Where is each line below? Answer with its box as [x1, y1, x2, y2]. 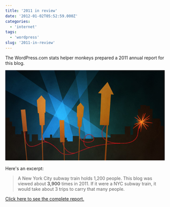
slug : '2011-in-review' [5, 40, 56, 46]
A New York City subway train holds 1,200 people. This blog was [17, 175, 153, 182]
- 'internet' [10, 24, 37, 29]
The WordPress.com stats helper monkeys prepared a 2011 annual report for [5, 55, 164, 61]
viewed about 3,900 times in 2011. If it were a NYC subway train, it [17, 181, 156, 187]
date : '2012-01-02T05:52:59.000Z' [5, 13, 78, 19]
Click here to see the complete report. [5, 196, 84, 202]
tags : [5, 29, 17, 35]
